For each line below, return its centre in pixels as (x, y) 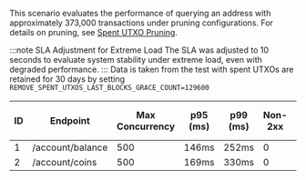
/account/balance (70, 147)
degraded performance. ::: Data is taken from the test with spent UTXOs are (152, 69)
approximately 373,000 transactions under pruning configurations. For (141, 23)
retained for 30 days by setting (67, 79)
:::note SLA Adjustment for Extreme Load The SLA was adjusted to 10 (139, 50)
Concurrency (146, 126)
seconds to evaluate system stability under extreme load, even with (136, 60)
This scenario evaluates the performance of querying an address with (140, 13)
